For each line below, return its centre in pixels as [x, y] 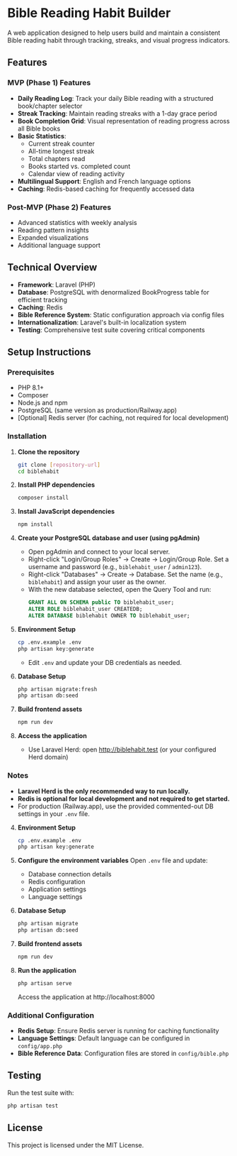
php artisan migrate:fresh [57, 689]
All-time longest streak [61, 151]
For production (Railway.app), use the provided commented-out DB [115, 806]
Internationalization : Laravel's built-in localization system [102, 322]
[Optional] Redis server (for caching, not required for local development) [123, 418]
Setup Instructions [49, 352]
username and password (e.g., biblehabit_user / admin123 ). [115, 567]
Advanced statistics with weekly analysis [77, 222]
